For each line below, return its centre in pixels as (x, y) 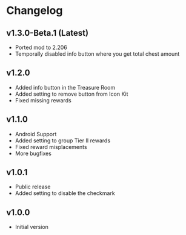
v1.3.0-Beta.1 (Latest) (48, 33)
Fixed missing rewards (43, 100)
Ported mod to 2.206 (41, 47)
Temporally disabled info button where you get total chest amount (97, 54)
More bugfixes (33, 153)
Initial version (32, 227)
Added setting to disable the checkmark (65, 193)
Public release (33, 187)
